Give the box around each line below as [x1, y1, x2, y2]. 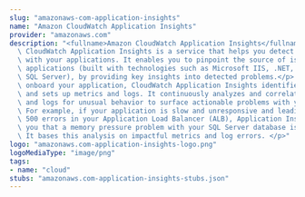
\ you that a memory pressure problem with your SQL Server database [17, 123, 286, 133]
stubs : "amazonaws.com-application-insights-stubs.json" [9, 173, 230, 182]
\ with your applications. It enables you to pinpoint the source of [17, 55, 286, 64]
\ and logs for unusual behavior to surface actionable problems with [17, 97, 290, 107]
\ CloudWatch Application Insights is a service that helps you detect [17, 47, 295, 56]
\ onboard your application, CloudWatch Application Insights [17, 81, 258, 90]
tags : [9, 156, 30, 166]
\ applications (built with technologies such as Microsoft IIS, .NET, [17, 64, 295, 74]
